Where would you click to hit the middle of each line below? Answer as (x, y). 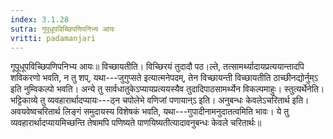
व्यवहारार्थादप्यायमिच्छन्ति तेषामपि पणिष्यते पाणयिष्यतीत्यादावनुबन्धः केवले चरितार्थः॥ (136, 123)
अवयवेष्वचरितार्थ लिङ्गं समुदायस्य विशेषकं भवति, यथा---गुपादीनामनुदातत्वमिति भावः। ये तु (150, 112)
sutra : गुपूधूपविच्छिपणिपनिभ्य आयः (62, 29)
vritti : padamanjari (53, 38)
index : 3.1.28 (40, 19)
